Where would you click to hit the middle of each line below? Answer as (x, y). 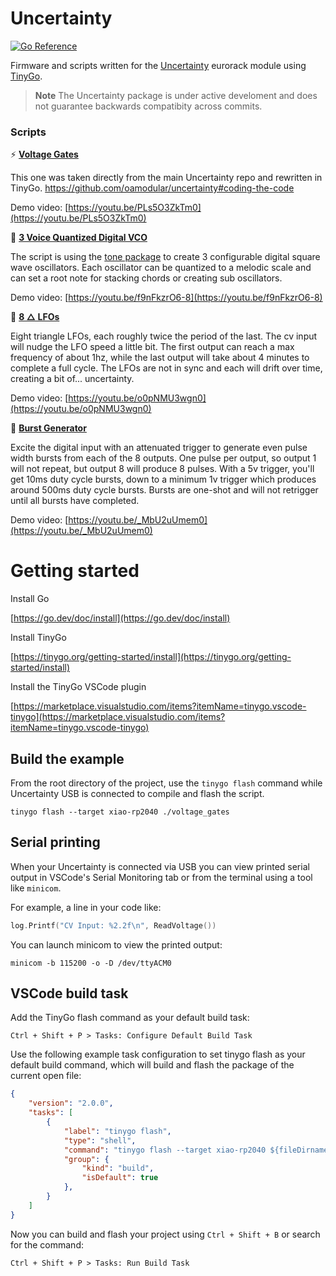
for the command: (47, 1244)
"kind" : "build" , (118, 1168)
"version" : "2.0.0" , (71, 1103)
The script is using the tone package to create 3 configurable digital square (165, 257)
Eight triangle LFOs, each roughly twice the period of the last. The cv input (164, 336)
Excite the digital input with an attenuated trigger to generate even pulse (159, 448)
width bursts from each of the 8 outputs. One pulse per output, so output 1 (163, 458)
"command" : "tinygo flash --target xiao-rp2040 (165, 1150)
